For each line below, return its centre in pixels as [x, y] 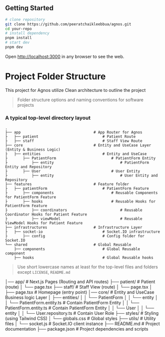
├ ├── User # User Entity [73, 171]
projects [26, 105]
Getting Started [29, 8]
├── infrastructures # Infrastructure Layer [74, 228]
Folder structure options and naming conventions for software [80, 100]
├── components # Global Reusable [77, 249]
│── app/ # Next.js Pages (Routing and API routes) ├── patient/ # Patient [80, 282]
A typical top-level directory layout [48, 118]
